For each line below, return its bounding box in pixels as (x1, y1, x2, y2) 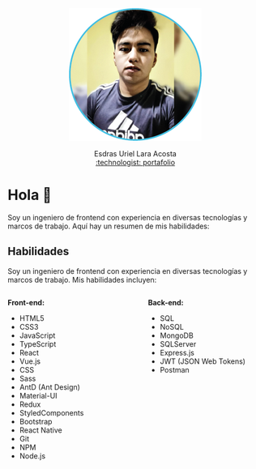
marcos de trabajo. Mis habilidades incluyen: (7, 275, 157, 284)
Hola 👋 (7, 186, 52, 204)
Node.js (19, 450, 46, 461)
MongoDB (160, 330, 194, 340)
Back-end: (147, 297, 184, 307)
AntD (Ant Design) (19, 382, 80, 392)
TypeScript (19, 339, 57, 348)
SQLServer (160, 339, 197, 348)
